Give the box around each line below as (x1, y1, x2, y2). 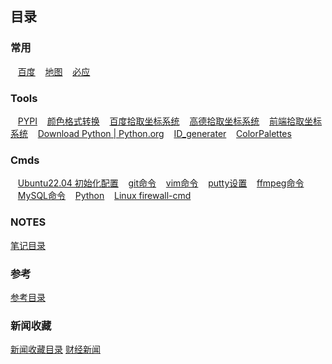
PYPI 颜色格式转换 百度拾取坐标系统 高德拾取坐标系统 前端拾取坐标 (17, 115, 322, 127)
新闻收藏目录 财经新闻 (10, 343, 101, 356)
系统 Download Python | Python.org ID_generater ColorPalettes (10, 127, 292, 139)
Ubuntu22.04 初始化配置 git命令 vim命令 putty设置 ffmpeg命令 (17, 177, 305, 189)
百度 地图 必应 (17, 65, 91, 77)
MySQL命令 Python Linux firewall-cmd (17, 190, 192, 202)
